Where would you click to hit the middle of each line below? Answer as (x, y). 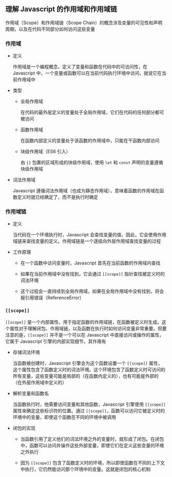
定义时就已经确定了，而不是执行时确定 (58, 197)
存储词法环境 (26, 352)
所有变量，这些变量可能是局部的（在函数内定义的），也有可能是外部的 (85, 376)
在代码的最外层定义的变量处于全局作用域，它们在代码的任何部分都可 (92, 113)
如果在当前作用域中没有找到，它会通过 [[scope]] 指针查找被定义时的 (92, 274)
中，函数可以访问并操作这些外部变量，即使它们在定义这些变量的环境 (92, 445)
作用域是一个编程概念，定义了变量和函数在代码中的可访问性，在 (80, 67)
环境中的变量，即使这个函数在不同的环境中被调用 (64, 417)
